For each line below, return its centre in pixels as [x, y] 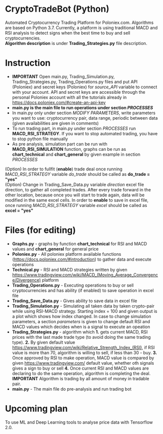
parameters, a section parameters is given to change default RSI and [81, 321]
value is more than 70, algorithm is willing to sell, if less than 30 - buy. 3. [84, 352]
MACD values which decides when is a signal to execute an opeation [81, 327]
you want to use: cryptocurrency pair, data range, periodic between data [85, 118]
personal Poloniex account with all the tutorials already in [69, 97]
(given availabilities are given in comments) [55, 123]
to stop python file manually [40, 139]
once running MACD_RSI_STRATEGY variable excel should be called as [76, 205]
